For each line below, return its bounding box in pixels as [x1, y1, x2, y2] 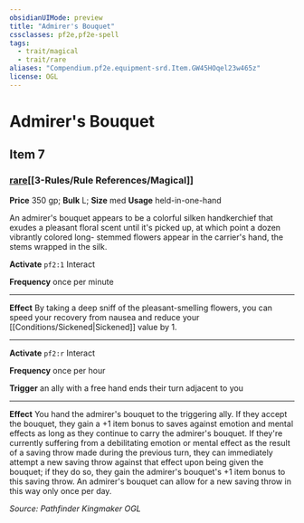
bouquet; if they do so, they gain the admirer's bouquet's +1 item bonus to [9, 466, 286, 477]
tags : [9, 38, 30, 48]
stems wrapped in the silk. [9, 241, 108, 252]
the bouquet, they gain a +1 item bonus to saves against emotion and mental [9, 418, 294, 429]
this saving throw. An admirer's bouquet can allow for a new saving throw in [9, 476, 292, 487]
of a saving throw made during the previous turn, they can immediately [9, 447, 273, 458]
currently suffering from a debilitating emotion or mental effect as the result [9, 437, 291, 448]
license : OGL [9, 72, 59, 81]
